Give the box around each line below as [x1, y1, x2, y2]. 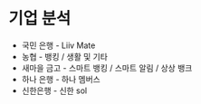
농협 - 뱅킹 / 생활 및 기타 [21, 51, 108, 61]
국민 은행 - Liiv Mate [21, 40, 96, 51]
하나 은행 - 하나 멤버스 [21, 73, 100, 84]
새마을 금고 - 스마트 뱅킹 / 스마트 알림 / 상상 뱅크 [21, 62, 193, 73]
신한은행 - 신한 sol [21, 85, 88, 96]
